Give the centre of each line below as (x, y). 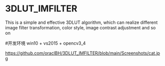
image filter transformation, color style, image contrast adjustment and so (81, 27)
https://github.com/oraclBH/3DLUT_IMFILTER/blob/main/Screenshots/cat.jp (83, 53)
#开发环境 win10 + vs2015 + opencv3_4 (45, 43)
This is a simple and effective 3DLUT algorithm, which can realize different (82, 22)
